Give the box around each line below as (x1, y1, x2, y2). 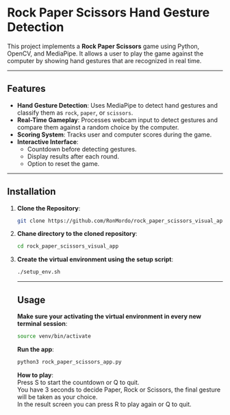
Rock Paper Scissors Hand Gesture (7, 5, 210, 21)
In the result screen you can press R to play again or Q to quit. (16, 400, 192, 408)
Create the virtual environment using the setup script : (16, 255, 174, 263)
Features (7, 83, 46, 95)
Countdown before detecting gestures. (27, 145, 137, 153)
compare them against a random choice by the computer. (16, 123, 179, 131)
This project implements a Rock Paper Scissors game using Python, (7, 42, 200, 50)
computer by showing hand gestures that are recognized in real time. (7, 56, 202, 64)
